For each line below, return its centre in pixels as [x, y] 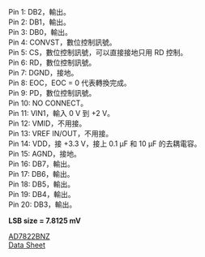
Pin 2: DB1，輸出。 [40, 22]
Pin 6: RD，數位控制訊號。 [52, 62]
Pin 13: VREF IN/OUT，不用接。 [61, 133]
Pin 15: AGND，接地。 [45, 154]
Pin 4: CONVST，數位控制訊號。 [62, 42]
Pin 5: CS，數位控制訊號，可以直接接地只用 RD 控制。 [98, 52]
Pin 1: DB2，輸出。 [40, 12]
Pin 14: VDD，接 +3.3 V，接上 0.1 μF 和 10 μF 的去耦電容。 [105, 143]
